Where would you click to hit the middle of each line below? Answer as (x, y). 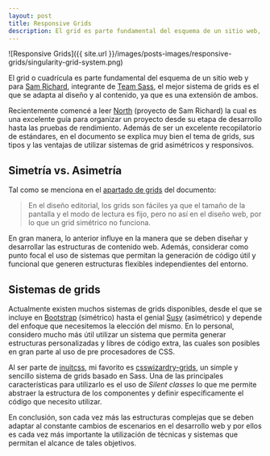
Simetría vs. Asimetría (65, 170)
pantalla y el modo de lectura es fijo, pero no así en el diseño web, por (145, 214)
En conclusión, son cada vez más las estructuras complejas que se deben (131, 417)
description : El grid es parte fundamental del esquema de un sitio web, (135, 31)
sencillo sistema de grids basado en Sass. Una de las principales (116, 376)
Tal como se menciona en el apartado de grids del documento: (112, 190)
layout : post (30, 16)
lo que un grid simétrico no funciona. (89, 223)
